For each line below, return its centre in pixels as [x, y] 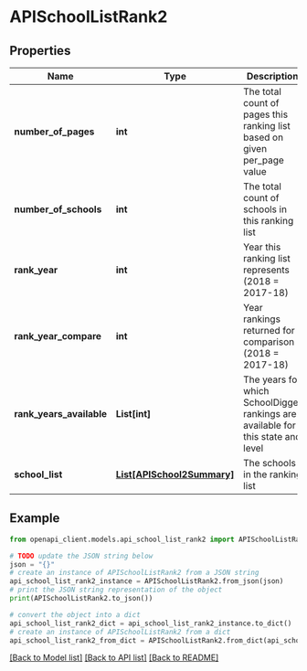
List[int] [133, 414]
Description [272, 76]
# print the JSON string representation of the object [116, 590]
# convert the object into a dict [75, 614]
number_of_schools [58, 209]
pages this [266, 114]
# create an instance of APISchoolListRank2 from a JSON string [134, 573]
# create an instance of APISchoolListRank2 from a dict [120, 632]
